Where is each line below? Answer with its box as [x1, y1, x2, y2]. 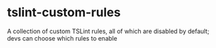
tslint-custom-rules [7, 5, 121, 20]
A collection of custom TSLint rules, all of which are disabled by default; [7, 27, 210, 35]
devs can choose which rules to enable [7, 34, 118, 42]
